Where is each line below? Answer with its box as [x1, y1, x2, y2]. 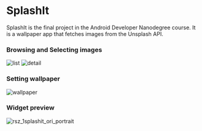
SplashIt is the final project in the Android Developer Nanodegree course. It [6, 24, 196, 31]
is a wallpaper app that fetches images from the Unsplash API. [6, 30, 163, 37]
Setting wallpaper [6, 74, 61, 83]
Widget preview [6, 104, 55, 112]
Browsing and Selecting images [6, 45, 102, 54]
